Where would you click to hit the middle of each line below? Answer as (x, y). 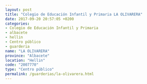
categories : (17, 23)
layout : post (19, 10)
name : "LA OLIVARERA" (27, 51)
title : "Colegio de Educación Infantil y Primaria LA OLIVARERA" (74, 14)
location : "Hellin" (25, 60)
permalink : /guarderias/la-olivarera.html (49, 74)
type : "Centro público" (30, 70)
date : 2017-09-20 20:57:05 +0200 (40, 19)
